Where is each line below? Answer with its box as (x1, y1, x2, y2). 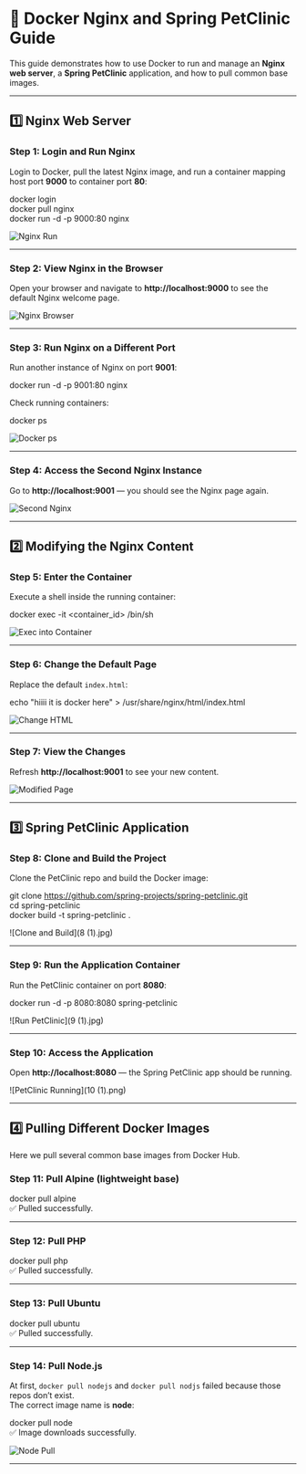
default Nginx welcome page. (9, 292, 120, 303)
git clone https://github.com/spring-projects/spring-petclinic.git (9, 890, 249, 902)
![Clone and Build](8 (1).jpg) (9, 927, 114, 938)
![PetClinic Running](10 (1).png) (9, 1085, 127, 1096)
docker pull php (9, 1255, 68, 1267)
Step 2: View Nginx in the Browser (9, 262, 164, 275)
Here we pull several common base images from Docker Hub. (9, 1149, 240, 1160)
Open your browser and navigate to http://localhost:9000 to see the (9, 282, 269, 293)
